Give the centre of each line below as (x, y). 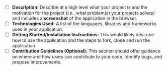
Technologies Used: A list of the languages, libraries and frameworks (84, 24)
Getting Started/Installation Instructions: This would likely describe (83, 35)
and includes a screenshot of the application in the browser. (75, 18)
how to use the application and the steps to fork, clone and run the (81, 40)
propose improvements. (36, 62)
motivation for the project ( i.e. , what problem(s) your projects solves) (83, 13)
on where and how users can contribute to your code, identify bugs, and (87, 57)
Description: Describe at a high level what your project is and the (80, 7)
